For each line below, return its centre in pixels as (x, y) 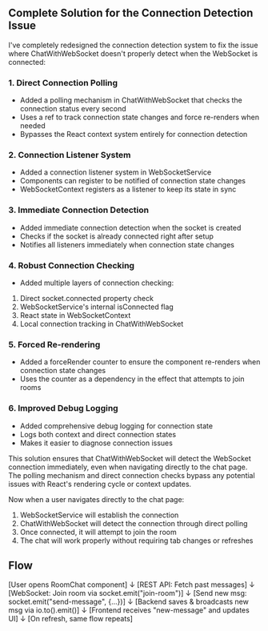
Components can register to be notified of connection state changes (133, 181)
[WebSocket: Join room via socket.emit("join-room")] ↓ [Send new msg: (128, 593)
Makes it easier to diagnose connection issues (96, 443)
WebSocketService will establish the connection (99, 515)
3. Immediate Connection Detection (79, 210)
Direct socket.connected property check (87, 298)
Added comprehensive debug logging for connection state (116, 426)
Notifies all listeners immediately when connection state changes (127, 244)
